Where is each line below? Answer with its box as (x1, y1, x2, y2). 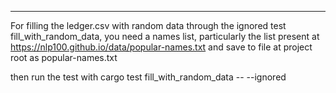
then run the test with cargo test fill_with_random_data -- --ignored (10, 71, 287, 83)
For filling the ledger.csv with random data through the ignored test (10, 20, 287, 31)
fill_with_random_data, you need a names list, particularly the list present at (10, 31, 320, 42)
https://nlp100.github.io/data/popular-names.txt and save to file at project (10, 41, 313, 53)
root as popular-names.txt (10, 52, 118, 63)
